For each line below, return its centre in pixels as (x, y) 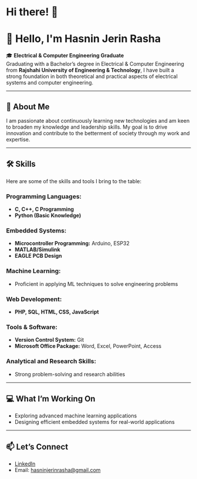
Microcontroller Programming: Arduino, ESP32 (72, 244)
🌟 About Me (28, 107)
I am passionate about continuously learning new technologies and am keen (98, 120)
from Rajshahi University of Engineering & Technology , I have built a (90, 70)
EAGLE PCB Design (38, 256)
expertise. (18, 139)
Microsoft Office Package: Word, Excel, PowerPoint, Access (88, 346)
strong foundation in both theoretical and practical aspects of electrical (92, 76)
